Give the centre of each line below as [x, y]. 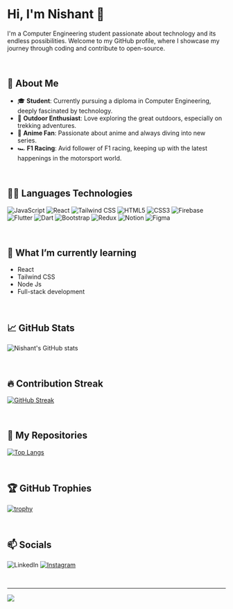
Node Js [29, 284]
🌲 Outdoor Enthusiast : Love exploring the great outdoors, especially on [120, 118]
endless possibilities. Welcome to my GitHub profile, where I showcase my [113, 40]
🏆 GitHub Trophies [50, 488]
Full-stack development [51, 292]
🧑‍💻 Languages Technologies [70, 194]
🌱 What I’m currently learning [72, 253]
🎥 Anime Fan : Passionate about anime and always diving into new [111, 133]
